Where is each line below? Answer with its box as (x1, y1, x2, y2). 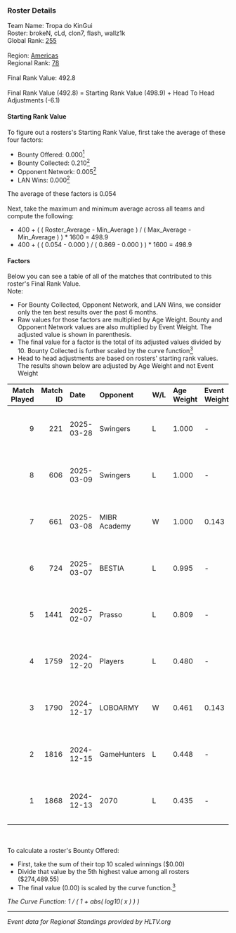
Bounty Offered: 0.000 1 (17, 149, 85, 159)
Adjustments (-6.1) (7, 96, 60, 105)
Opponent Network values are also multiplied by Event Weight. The (17, 323, 212, 331)
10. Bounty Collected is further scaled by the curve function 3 (17, 345, 193, 355)
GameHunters (99, 749, 145, 759)
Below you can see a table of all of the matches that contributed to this (7, 272, 212, 281)
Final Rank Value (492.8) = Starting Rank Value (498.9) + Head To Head (7, 88, 215, 97)
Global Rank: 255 (7, 37, 58, 45)
